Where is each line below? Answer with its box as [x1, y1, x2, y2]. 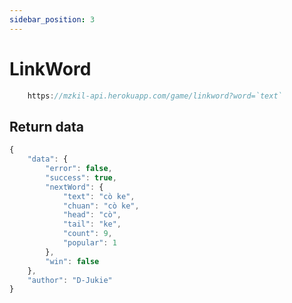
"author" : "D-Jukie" [27, 275, 113, 285]
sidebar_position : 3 [9, 14, 96, 25]
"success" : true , [45, 172, 117, 183]
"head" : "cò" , [62, 210, 122, 220]
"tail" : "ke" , [62, 219, 122, 230]
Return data [9, 118, 84, 135]
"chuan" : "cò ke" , [62, 201, 140, 211]
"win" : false [45, 256, 100, 266]
